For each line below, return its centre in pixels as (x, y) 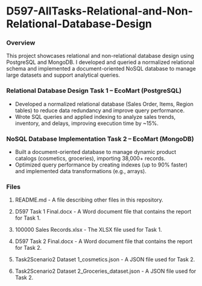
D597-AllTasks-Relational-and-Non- (99, 11)
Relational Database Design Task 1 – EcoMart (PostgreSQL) (94, 91)
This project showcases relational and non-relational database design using (100, 56)
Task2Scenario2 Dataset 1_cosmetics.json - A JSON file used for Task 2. (105, 259)
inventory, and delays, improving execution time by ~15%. (87, 123)
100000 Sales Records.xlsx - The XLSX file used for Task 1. (88, 230)
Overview (21, 43)
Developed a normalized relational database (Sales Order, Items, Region (104, 104)
